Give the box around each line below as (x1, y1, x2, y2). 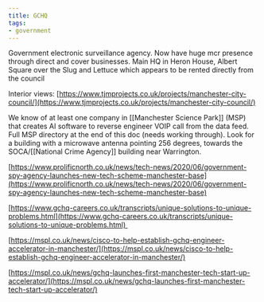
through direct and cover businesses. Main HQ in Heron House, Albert (8, 57, 238, 66)
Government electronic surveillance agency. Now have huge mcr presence (8, 49, 253, 58)
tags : (8, 19, 26, 27)
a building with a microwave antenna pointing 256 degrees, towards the (8, 139, 243, 148)
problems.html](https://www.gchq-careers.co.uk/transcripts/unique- (8, 212, 233, 222)
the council (8, 73, 45, 84)
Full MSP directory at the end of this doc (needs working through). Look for (8, 130, 254, 139)
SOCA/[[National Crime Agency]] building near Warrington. (8, 147, 202, 156)
